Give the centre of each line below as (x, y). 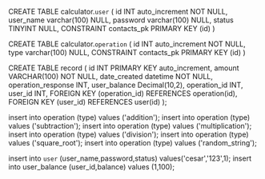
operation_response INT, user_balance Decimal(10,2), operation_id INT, (126, 85)
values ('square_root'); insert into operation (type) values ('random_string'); (133, 143)
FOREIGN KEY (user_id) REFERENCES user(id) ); (88, 102)
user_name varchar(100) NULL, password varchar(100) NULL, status (121, 20)
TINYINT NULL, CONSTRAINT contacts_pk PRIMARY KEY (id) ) (112, 28)
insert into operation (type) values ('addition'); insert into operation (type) (129, 117)
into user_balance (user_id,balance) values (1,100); (91, 167)
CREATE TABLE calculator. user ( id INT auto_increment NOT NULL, (118, 12)
